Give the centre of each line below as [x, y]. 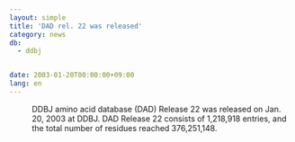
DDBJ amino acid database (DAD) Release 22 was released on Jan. [156, 109]
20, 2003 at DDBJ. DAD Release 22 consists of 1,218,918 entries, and [159, 119]
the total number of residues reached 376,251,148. [125, 128]
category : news [38, 34]
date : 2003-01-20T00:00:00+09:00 [72, 75]
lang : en [26, 84]
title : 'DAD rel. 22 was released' [76, 26]
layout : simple [38, 18]
